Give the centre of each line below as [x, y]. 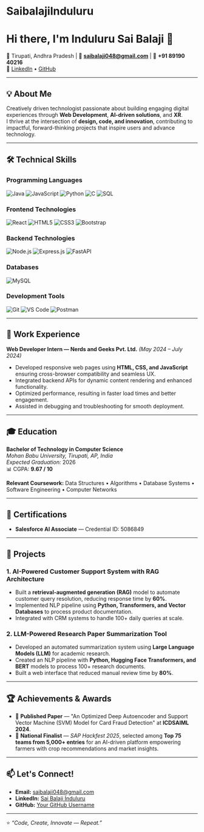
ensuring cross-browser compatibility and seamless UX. [85, 374]
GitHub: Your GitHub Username [55, 805]
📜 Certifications [37, 515]
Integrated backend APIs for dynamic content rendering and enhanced [104, 380]
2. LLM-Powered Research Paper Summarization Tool [87, 634]
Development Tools [36, 296]
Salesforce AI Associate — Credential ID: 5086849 [80, 529]
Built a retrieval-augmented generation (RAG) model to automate [97, 592]
